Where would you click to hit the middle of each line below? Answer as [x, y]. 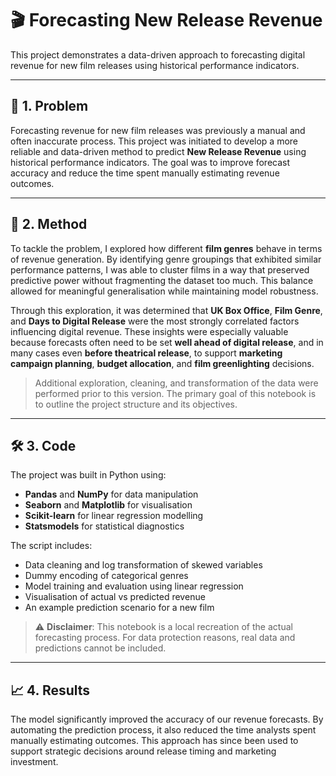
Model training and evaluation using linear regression [134, 586]
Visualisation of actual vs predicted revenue [115, 597]
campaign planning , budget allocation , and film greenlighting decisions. [162, 363]
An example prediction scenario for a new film [119, 608]
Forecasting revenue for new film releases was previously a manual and [158, 130]
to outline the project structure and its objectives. [136, 404]
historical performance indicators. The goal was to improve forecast [150, 162]
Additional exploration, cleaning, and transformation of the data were [176, 383]
